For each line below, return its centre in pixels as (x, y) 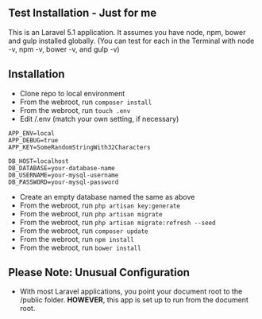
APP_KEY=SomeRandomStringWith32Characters (79, 147)
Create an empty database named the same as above (107, 196)
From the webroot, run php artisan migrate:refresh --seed (118, 222)
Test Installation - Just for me (83, 13)
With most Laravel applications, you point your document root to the (131, 292)
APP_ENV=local (32, 133)
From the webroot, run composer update (84, 231)
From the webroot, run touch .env (75, 110)
